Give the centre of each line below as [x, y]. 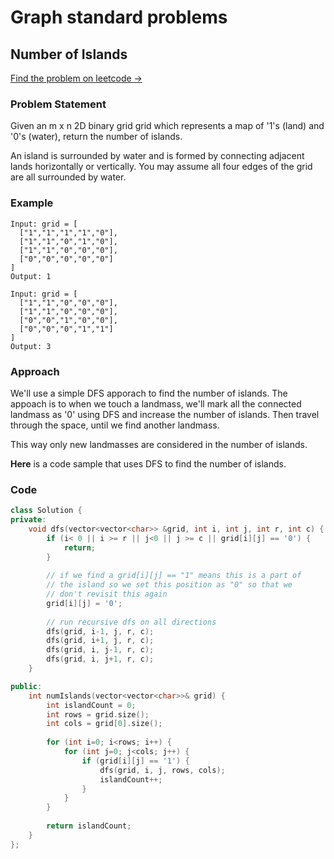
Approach [35, 371]
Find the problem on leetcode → [76, 78]
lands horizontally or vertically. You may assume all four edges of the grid [161, 167]
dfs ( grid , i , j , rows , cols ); [162, 770]
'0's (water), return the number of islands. [96, 137]
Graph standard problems [119, 17]
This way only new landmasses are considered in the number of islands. [159, 444]
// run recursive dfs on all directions [131, 622]
